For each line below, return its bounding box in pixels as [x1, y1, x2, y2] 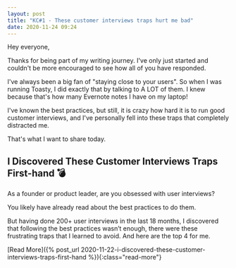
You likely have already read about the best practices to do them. [7, 203, 197, 212]
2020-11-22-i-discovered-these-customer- [80, 245, 206, 254]
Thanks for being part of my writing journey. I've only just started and [7, 56, 209, 65]
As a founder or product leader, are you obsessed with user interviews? [7, 190, 215, 198]
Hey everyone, [7, 43, 50, 51]
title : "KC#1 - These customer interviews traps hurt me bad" [7, 17, 194, 24]
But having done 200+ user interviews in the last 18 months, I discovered [7, 217, 219, 226]
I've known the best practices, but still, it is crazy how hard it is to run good [7, 106, 225, 115]
